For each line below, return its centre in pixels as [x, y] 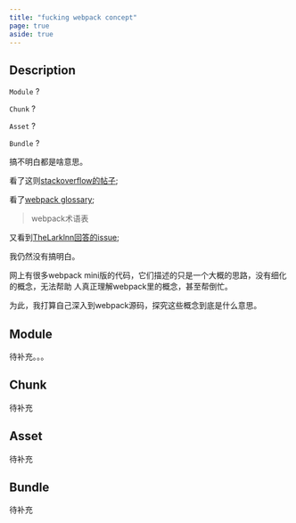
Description [42, 70]
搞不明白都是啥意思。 [48, 162]
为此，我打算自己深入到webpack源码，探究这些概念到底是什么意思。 [136, 306]
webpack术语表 [60, 218]
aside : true [31, 34]
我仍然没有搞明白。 [45, 257]
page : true [29, 26]
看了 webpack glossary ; [52, 200]
